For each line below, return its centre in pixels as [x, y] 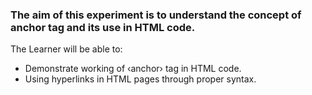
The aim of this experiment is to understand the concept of [156, 15]
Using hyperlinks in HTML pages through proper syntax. [140, 79]
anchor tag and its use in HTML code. [103, 27]
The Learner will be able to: [66, 49]
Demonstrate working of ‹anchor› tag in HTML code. [133, 69]
